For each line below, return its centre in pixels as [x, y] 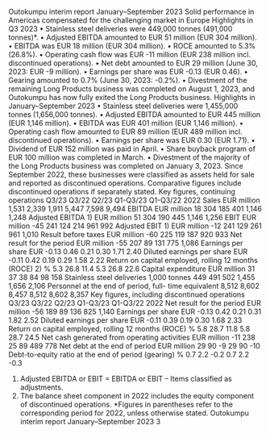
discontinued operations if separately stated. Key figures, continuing [122, 192]
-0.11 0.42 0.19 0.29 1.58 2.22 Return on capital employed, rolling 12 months [133, 260]
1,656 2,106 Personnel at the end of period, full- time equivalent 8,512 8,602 [134, 286]
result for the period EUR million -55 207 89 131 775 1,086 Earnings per [126, 243]
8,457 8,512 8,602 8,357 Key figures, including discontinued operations [127, 294]
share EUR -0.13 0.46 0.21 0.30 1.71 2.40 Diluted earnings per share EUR [128, 252]
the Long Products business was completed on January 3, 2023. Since [126, 166]
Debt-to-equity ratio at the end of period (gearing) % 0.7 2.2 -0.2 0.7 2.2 [129, 355]
